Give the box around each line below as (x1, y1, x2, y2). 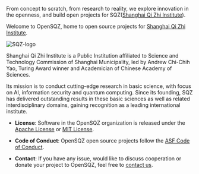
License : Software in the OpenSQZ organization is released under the (14, 119, 185, 126)
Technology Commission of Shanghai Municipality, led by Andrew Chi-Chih (6, 59, 190, 65)
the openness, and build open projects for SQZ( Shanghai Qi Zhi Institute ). (6, 11, 186, 18)
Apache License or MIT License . (14, 126, 94, 132)
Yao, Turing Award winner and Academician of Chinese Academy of (6, 65, 172, 72)
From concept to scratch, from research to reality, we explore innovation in (6, 5, 189, 12)
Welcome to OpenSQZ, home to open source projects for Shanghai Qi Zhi (6, 23, 186, 30)
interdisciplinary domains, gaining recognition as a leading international (6, 102, 181, 109)
